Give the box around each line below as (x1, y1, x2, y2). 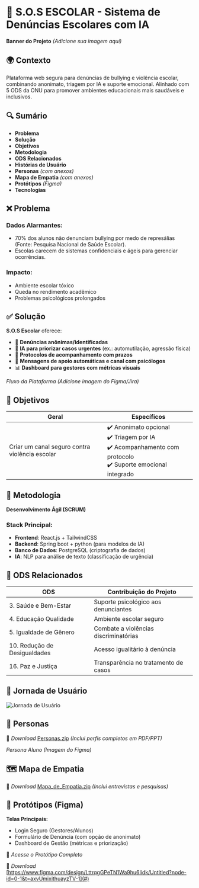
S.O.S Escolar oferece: (6, 327, 62, 334)
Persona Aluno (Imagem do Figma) (6, 746, 92, 753)
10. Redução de (9, 642, 54, 650)
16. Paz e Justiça (9, 662, 57, 671)
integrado (107, 470, 134, 479)
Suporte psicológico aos (94, 598, 162, 606)
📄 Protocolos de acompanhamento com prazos (14, 351, 133, 358)
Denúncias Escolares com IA (6, 18, 150, 31)
